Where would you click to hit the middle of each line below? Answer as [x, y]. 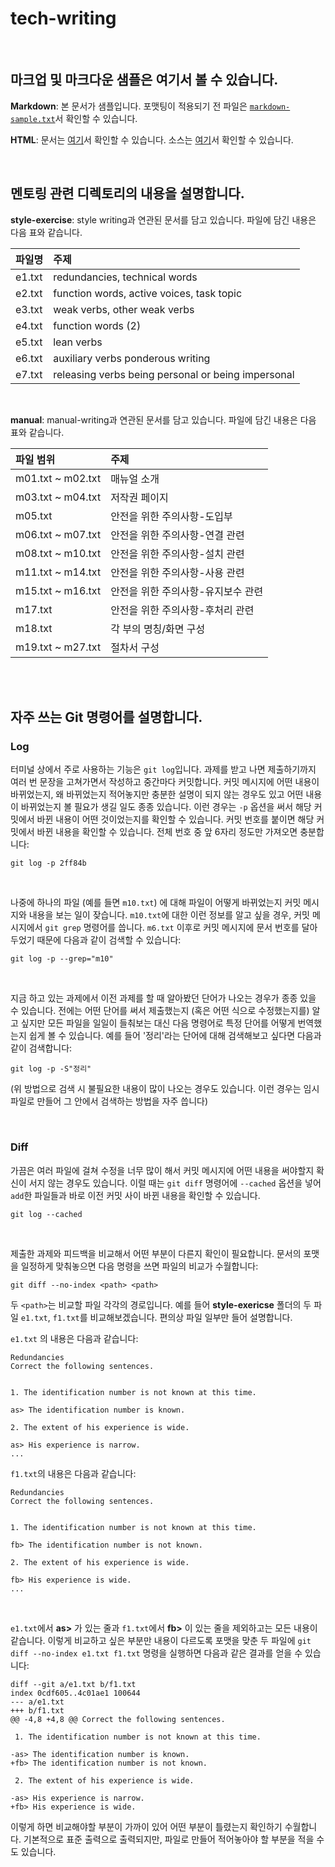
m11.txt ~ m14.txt [58, 572]
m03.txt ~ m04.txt [58, 497]
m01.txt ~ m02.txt [58, 478]
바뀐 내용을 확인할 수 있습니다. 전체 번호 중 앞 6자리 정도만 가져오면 [167, 832]
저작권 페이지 [139, 497]
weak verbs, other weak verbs [124, 309]
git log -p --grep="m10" [62, 959]
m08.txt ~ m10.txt [58, 553]
